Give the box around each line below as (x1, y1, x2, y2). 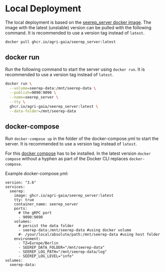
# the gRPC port (18, 210, 52, 215)
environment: (14, 236, 41, 241)
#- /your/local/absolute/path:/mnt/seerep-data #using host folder (18, 232, 161, 237)
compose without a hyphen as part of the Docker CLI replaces (5, 155, 128, 161)
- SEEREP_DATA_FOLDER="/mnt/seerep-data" (18, 245, 105, 250)
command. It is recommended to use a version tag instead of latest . (5, 30, 145, 36)
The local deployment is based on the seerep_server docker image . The (5, 19, 152, 25)
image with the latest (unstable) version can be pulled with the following (5, 24, 152, 30)
